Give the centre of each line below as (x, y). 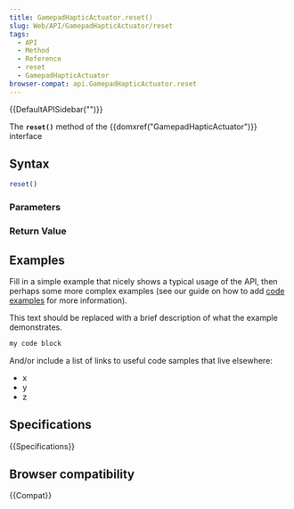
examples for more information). (68, 300)
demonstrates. (36, 327)
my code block (36, 343)
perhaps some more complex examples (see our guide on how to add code (147, 291)
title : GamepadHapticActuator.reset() (81, 17)
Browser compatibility (72, 475)
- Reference (40, 59)
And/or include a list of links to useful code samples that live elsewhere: (141, 360)
